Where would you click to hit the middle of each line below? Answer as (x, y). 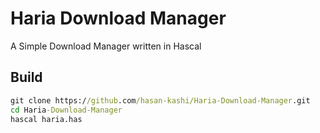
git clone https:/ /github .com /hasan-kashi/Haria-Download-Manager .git (160, 100)
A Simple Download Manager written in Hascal (106, 46)
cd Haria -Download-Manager (66, 110)
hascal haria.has (46, 119)
